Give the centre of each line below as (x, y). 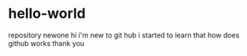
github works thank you (46, 43)
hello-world (47, 14)
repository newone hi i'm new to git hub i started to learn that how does (124, 35)
